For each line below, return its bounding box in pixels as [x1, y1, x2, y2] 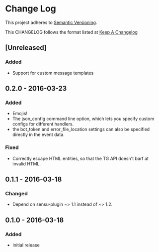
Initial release [12, 242, 40, 248]
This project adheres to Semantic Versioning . [5, 19, 97, 25]
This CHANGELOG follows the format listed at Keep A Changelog [5, 29, 138, 35]
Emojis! [12, 111, 28, 117]
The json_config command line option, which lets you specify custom [12, 116, 155, 122]
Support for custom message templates [12, 70, 94, 76]
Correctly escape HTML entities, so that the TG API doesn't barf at [12, 155, 149, 161]
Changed [5, 190, 28, 197]
